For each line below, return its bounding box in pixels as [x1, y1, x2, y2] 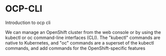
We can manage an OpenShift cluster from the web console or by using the [5, 29, 161, 35]
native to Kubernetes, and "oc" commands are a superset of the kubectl [5, 39, 154, 45]
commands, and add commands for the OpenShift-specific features [5, 45, 146, 51]
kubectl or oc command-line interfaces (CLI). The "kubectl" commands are [5, 34, 160, 40]
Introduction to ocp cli [5, 19, 51, 25]
